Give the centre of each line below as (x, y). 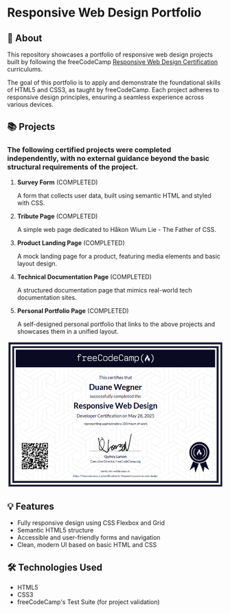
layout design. (37, 264)
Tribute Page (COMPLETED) (57, 216)
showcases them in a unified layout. (68, 331)
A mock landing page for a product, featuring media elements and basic (119, 256)
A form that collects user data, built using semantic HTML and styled (114, 195)
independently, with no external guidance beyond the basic (108, 158)
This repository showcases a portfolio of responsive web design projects (110, 54)
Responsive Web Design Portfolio (104, 13)
